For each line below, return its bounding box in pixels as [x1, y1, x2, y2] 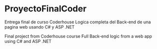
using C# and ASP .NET [4, 38, 52, 44]
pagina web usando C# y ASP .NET [4, 24, 75, 29]
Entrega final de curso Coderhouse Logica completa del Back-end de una [4, 19, 151, 25]
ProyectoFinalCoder [4, 3, 87, 14]
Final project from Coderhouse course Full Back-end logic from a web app [4, 33, 153, 39]
